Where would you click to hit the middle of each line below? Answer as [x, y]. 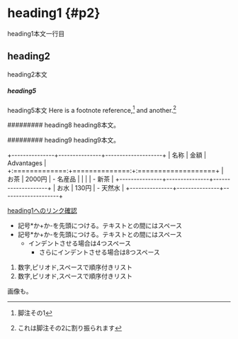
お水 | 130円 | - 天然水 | [90, 188]
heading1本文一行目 [36, 33]
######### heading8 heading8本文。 [64, 125]
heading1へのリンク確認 [42, 211]
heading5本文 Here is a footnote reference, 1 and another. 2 [92, 109]
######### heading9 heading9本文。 [64, 140]
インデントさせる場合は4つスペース [79, 243]
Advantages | [27, 163]
